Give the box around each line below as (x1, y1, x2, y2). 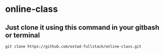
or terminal (5, 31, 40, 39)
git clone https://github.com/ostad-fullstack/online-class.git (5, 44, 142, 49)
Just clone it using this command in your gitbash (5, 23, 160, 32)
